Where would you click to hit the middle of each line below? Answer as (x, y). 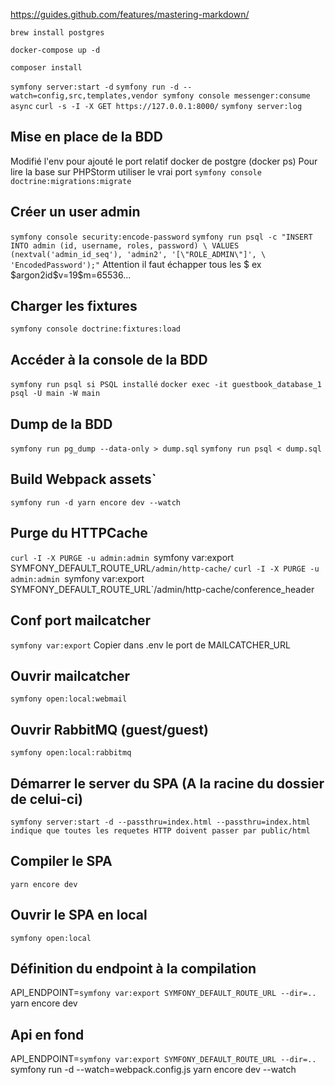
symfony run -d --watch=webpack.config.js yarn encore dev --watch (153, 1070)
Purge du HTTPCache (79, 533)
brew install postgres (57, 33)
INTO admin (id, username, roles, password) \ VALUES (125, 245)
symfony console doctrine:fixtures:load (96, 329)
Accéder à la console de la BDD (109, 359)
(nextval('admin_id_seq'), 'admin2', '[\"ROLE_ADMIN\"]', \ (138, 254)
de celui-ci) (46, 799)
